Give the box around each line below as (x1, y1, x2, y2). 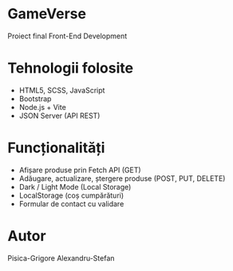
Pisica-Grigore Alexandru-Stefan (7, 253, 115, 263)
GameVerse (7, 5, 87, 23)
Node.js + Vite (18, 102, 67, 112)
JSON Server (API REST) (18, 111, 101, 120)
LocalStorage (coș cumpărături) (18, 190, 124, 200)
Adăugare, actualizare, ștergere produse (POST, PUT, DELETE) (18, 173, 226, 183)
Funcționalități (7, 139, 105, 157)
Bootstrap (18, 93, 52, 104)
